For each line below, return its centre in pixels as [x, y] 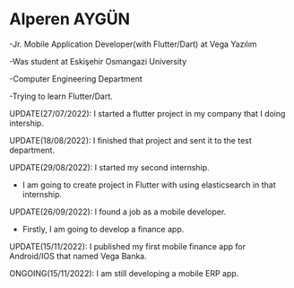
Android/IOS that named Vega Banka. [78, 256]
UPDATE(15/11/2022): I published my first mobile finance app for [128, 246]
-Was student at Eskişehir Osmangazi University [98, 61]
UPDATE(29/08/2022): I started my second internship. [109, 167]
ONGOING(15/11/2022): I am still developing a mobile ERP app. [124, 273]
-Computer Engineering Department [76, 79]
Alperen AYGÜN [70, 19]
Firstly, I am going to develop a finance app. [103, 229]
